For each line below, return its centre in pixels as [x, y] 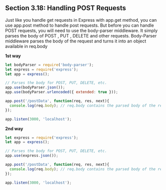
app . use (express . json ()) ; [32, 156]
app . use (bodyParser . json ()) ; [35, 88]
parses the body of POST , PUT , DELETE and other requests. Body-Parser [81, 36]
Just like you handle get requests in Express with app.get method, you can [81, 20]
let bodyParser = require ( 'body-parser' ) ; [49, 65]
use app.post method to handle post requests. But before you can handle [80, 25]
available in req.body [26, 46]
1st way [13, 56]
